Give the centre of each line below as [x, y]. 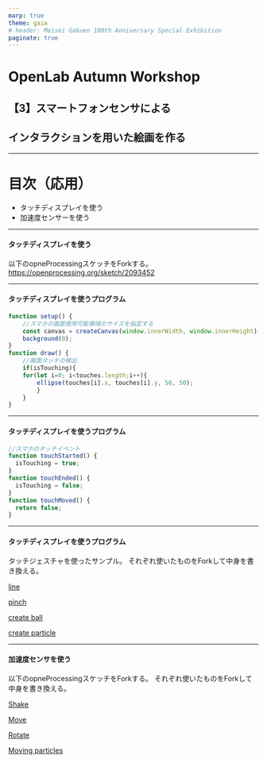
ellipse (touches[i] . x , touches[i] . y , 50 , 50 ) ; [115, 383]
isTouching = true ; [48, 464]
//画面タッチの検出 [50, 361]
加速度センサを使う [40, 659]
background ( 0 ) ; [48, 338]
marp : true [26, 15]
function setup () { [41, 316]
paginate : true [33, 38]
